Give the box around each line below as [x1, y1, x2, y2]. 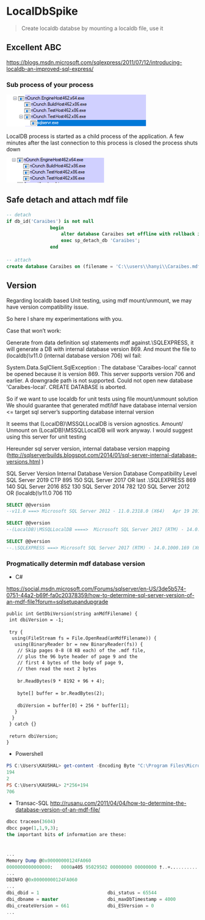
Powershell [15, 750, 44, 758]
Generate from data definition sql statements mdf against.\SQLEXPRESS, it [6, 339, 194, 346]
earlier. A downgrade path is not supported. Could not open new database [6, 377, 193, 384]
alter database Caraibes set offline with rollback [60, 231, 195, 237]
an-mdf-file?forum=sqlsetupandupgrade [6, 598, 109, 606]
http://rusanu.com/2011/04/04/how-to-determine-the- [49, 799, 187, 807]
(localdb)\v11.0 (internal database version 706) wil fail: [6, 352, 142, 359]
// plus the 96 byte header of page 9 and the [17, 654, 138, 660]
